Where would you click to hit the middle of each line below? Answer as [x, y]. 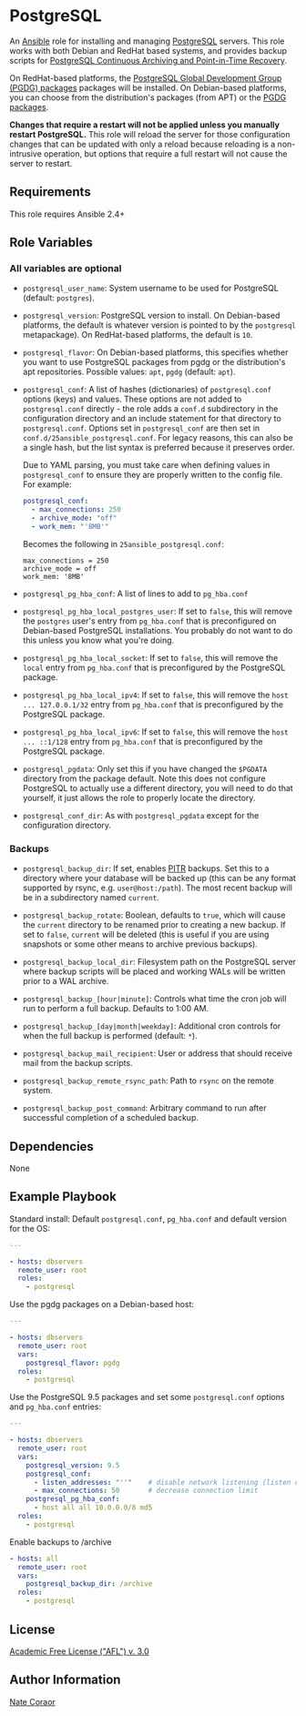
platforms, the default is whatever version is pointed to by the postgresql [159, 325]
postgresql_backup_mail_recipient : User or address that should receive [158, 1053]
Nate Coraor [33, 1701]
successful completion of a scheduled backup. [110, 1118]
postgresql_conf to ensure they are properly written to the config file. [153, 475]
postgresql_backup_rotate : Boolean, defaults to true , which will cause [154, 915]
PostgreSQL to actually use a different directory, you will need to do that [158, 787]
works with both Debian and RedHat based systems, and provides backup [148, 50]
